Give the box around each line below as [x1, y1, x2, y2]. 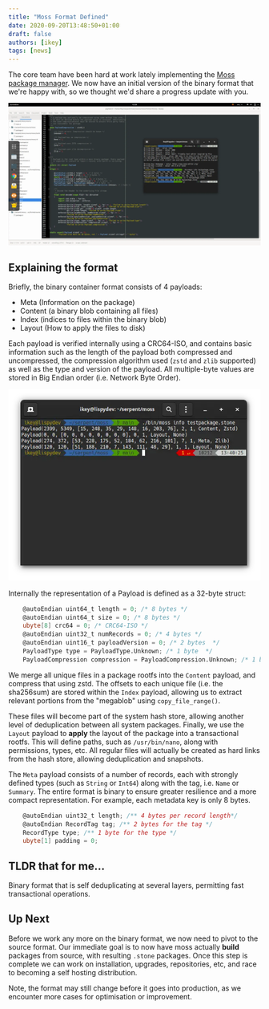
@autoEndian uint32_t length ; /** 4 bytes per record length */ [22, 812, 239, 820]
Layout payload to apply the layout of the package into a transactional [8, 728, 239, 738]
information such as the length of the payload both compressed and [8, 348, 233, 357]
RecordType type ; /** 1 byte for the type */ [22, 828, 178, 836]
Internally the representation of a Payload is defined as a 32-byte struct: [8, 588, 247, 598]
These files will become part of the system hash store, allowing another [8, 711, 244, 721]
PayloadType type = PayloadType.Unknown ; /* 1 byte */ [22, 647, 214, 656]
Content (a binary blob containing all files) [19, 306, 159, 316]
